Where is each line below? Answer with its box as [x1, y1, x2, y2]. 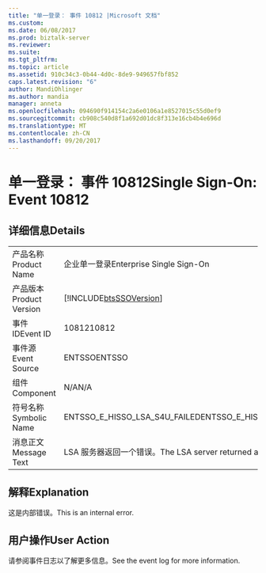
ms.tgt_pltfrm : [8, 56, 59, 64]
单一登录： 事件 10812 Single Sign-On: [8, 173, 257, 191]
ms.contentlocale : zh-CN [8, 129, 90, 137]
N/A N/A [63, 381, 93, 393]
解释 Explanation [8, 485, 89, 499]
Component [12, 387, 57, 398]
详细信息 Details [8, 224, 85, 237]
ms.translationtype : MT [8, 122, 87, 130]
